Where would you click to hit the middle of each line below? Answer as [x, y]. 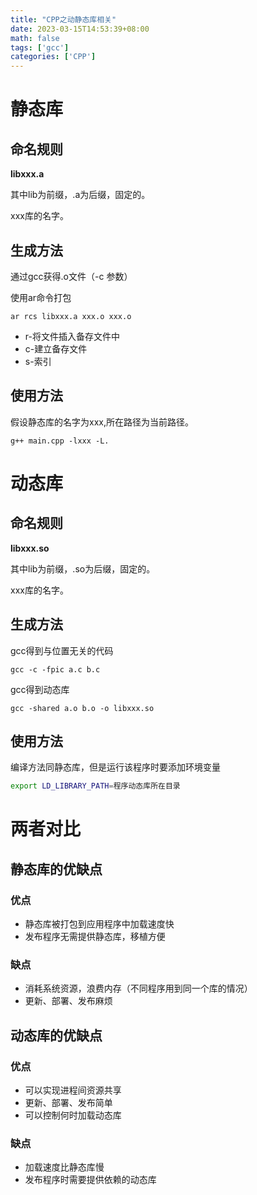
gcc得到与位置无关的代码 [62, 650]
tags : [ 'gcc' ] [40, 47]
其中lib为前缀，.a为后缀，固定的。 [80, 195]
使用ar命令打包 [41, 297]
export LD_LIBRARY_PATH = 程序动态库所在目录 [95, 786]
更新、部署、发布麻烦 [68, 1001]
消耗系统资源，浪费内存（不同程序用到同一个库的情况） [138, 988]
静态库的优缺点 [56, 869]
